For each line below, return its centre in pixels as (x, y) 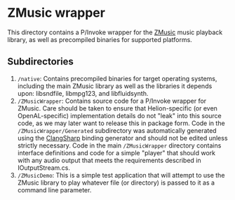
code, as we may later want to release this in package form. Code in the (121, 123)
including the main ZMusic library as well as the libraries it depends (115, 86)
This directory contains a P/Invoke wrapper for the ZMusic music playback (115, 32)
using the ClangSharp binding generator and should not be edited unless (122, 138)
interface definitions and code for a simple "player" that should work (116, 152)
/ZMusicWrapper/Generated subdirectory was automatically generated (117, 130)
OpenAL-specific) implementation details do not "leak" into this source (120, 115)
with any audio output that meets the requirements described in (109, 160)
